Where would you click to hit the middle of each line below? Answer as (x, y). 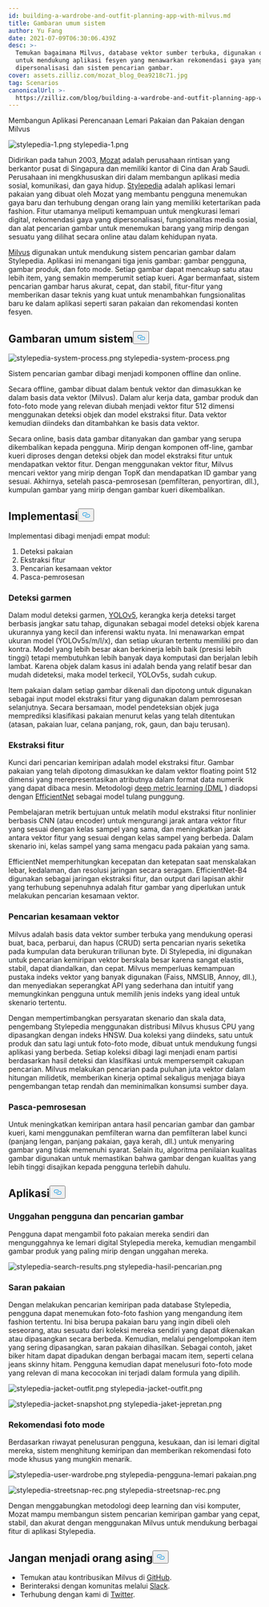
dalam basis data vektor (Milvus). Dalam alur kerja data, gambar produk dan (133, 398)
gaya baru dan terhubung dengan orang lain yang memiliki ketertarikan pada (134, 203)
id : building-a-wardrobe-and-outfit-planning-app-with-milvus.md (119, 16)
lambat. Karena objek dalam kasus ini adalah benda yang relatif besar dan (130, 666)
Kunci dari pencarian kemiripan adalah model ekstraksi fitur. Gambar (121, 763)
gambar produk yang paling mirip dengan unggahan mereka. (108, 1251)
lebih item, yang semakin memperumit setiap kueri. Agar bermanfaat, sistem (134, 278)
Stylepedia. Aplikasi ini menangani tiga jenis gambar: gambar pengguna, (127, 261)
